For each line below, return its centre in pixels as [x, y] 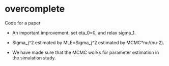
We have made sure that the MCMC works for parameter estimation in [86, 52]
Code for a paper [23, 23]
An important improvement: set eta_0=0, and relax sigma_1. [74, 32]
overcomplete [35, 9]
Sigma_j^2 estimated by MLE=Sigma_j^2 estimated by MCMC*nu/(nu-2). [88, 42]
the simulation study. [34, 58]
